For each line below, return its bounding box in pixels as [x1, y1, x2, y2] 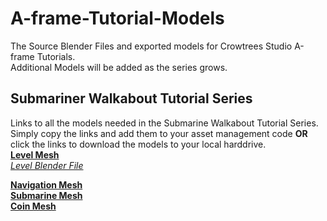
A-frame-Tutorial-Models [10, 7, 225, 30]
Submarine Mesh [10, 189, 83, 201]
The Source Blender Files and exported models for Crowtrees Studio [10, 40, 293, 52]
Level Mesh [10, 148, 60, 161]
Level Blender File [10, 159, 84, 171]
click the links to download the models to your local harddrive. [10, 138, 267, 150]
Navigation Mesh [10, 178, 83, 191]
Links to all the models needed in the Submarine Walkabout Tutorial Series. [10, 117, 319, 129]
